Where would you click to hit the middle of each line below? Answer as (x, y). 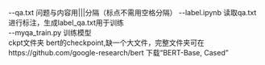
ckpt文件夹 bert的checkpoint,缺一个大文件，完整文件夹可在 (106, 43)
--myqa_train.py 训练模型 (50, 32)
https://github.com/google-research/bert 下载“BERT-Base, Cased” (118, 53)
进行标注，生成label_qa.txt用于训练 (66, 22)
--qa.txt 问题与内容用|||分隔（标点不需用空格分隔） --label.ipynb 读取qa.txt (132, 12)
